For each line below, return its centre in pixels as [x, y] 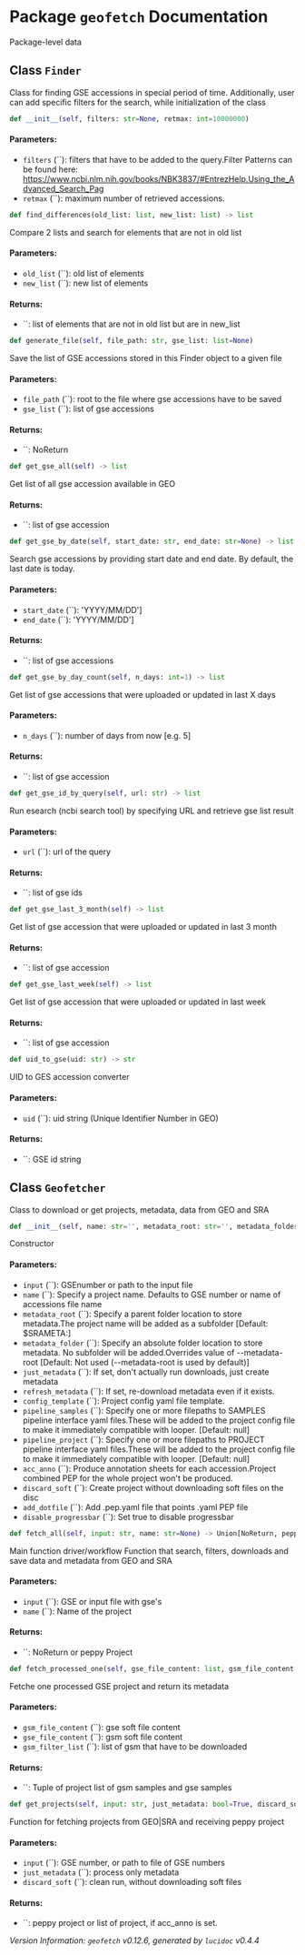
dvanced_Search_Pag [63, 188]
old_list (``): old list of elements [83, 273]
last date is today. [42, 569]
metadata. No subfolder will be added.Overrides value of [128, 1352]
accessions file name [62, 1304]
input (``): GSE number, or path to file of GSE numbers [123, 1863]
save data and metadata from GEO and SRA [91, 1560]
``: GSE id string [52, 1159]
